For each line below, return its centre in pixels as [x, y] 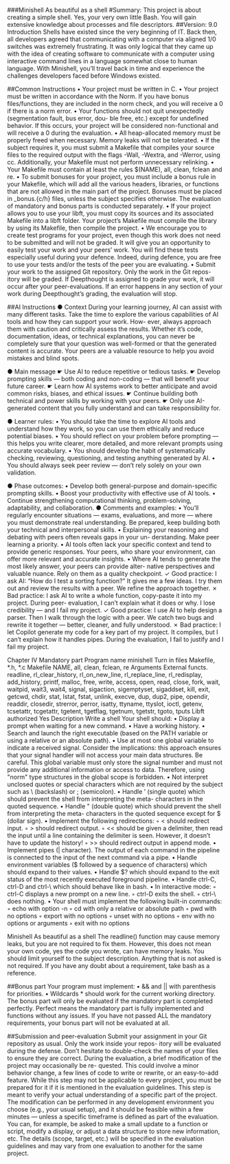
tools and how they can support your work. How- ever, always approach [109, 322]
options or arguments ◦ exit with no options [69, 923]
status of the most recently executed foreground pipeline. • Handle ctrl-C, [112, 879]
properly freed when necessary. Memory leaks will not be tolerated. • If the [114, 140]
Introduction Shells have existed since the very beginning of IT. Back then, [112, 32]
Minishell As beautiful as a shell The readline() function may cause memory [114, 936]
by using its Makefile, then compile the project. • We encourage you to [107, 228]
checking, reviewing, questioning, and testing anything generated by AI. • [111, 458]
